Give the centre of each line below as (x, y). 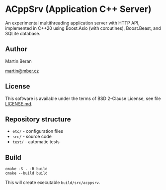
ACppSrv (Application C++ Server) (78, 9)
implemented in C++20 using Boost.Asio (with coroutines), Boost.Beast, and (83, 28)
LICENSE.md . (19, 103)
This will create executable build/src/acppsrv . (53, 183)
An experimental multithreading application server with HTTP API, (73, 23)
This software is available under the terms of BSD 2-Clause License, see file (83, 98)
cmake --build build (27, 173)
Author (16, 49)
